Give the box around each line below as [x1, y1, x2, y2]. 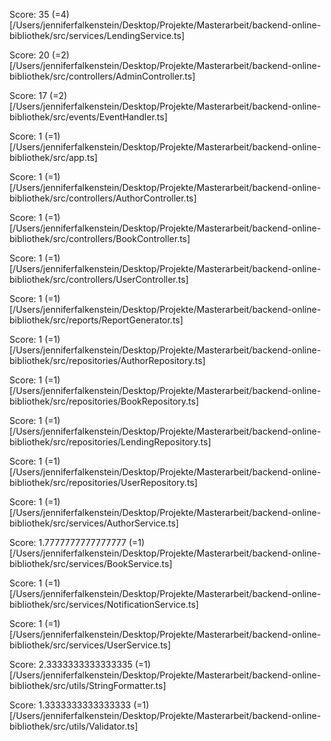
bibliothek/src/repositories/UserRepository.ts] [9, 477, 198, 488]
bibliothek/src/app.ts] [9, 152, 98, 163]
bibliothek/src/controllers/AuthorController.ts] [9, 192, 197, 204]
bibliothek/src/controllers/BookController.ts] [9, 233, 191, 244]
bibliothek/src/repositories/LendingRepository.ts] [9, 436, 212, 448]
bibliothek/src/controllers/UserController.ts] [9, 274, 189, 285]
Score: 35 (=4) [9, 9, 70, 20]
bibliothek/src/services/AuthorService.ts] [9, 517, 179, 529]
